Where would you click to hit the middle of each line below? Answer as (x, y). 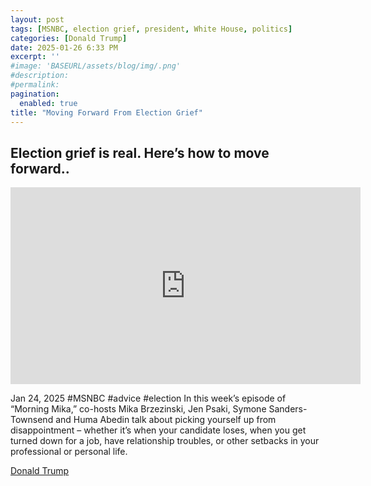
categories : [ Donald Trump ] (69, 38)
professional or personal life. (69, 452)
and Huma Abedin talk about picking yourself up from (166, 420)
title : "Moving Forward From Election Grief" (106, 112)
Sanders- (288, 409)
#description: (40, 76)
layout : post (37, 19)
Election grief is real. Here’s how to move (140, 152)
